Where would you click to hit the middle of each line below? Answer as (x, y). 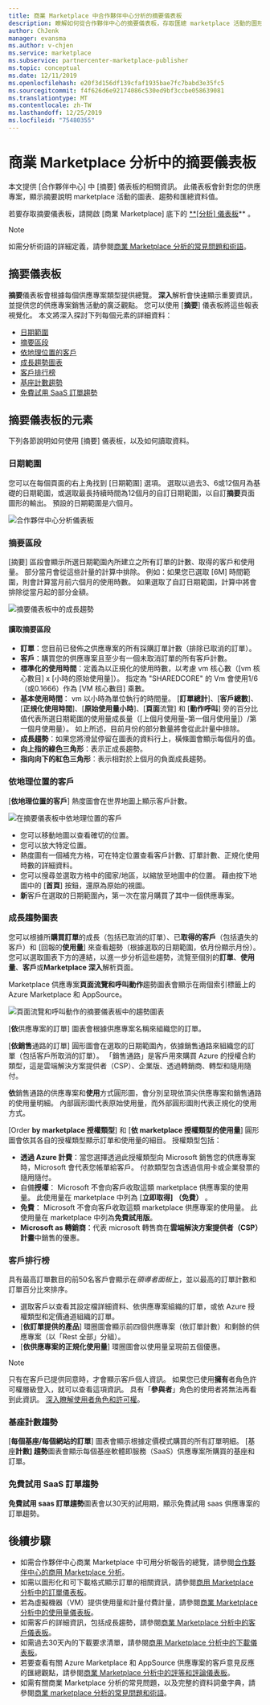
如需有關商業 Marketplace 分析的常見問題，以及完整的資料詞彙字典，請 (137, 1682)
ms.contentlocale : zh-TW (50, 105)
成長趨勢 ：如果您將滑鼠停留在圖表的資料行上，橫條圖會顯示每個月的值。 (139, 739)
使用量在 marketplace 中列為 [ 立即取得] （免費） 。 (127, 1197)
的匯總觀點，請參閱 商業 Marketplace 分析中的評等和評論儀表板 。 (127, 1672)
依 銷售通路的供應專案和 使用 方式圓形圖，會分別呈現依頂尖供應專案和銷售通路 (135, 1092)
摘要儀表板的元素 (51, 420)
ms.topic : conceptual (45, 68)
